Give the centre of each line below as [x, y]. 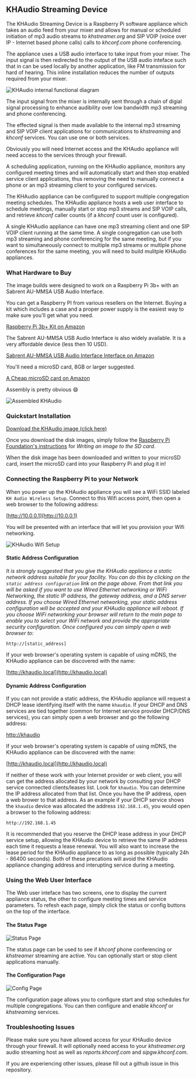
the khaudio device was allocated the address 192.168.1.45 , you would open [98, 806]
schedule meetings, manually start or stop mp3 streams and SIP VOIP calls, [97, 209]
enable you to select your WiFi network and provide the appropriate [88, 620]
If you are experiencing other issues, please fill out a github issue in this [92, 1064]
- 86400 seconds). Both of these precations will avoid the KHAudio [87, 859]
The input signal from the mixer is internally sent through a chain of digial [94, 101]
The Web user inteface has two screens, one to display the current [86, 893]
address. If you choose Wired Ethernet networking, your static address [92, 602]
